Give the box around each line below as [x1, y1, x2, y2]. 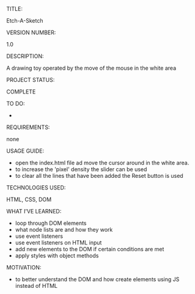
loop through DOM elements [15, 219, 87, 227]
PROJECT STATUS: [6, 76, 55, 83]
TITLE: [6, 6, 23, 12]
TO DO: [6, 100, 26, 107]
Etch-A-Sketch [6, 17, 43, 24]
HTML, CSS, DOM [6, 196, 52, 203]
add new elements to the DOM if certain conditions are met [15, 246, 164, 252]
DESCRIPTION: [6, 53, 44, 60]
